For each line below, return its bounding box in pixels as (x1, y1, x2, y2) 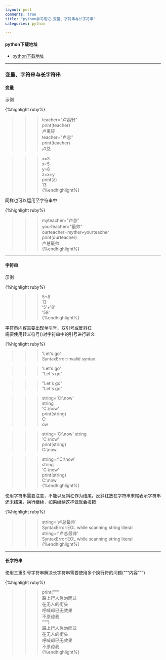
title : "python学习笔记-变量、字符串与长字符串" (5, 16, 96, 21)
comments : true (5, 12, 37, 17)
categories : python (5, 21, 45, 26)
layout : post (5, 7, 32, 12)
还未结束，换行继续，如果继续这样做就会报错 (5, 499, 96, 505)
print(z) (41, 176, 57, 182)
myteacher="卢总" (41, 217, 80, 223)
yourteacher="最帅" (41, 223, 83, 229)
